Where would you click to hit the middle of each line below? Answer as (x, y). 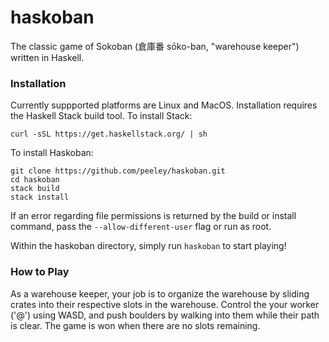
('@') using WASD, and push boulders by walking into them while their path (165, 315)
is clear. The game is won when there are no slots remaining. (135, 325)
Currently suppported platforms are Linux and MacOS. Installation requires (164, 105)
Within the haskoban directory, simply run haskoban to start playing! (148, 246)
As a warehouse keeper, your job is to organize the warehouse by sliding (160, 293)
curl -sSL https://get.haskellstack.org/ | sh (109, 134)
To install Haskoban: (52, 153)
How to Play (40, 272)
